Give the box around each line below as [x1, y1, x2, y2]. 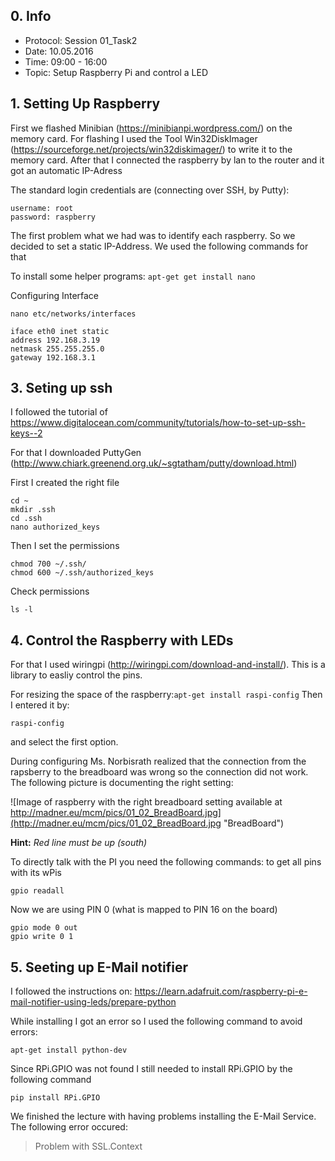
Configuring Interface [10, 289, 100, 301]
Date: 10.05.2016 [24, 45, 94, 57]
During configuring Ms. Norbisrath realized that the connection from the [10, 755, 307, 768]
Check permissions [10, 585, 90, 598]
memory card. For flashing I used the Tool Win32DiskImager [10, 132, 258, 144]
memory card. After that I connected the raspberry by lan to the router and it [10, 154, 325, 166]
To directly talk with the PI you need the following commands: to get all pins [10, 856, 322, 868]
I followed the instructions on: [10, 985, 133, 998]
